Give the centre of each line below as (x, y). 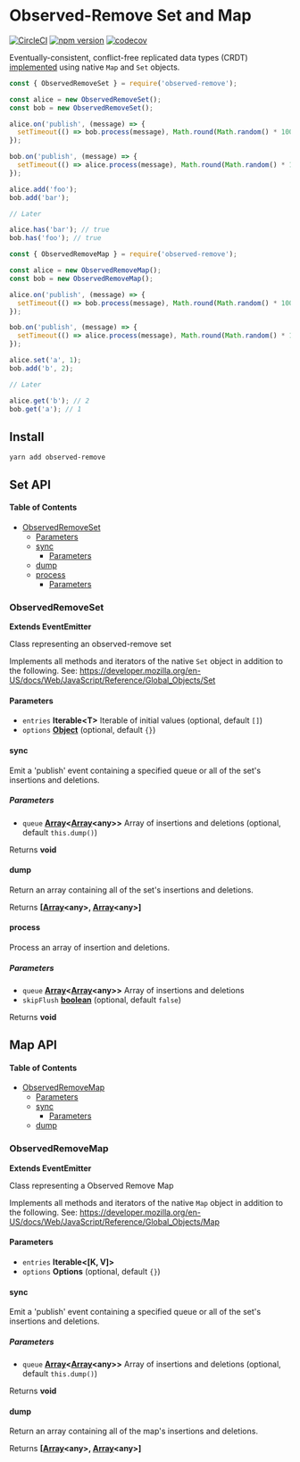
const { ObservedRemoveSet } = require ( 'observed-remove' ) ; (124, 83)
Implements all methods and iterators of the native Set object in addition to (146, 661)
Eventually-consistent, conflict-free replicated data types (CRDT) (129, 57)
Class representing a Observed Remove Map (92, 1185)
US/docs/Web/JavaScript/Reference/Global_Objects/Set (112, 680)
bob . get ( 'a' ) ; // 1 (46, 409)
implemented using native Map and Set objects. (95, 67)
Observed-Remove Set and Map (130, 16)
